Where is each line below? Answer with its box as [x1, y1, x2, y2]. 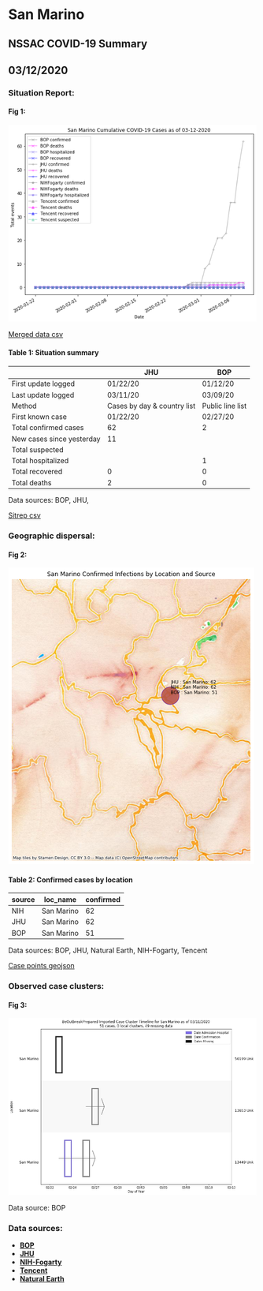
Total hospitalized [11, 456, 69, 465]
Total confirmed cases [11, 423, 84, 432]
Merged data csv [8, 330, 64, 339]
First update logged [11, 379, 75, 388]
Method [11, 401, 37, 410]
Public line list [202, 401, 247, 410]
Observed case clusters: [8, 981, 105, 991]
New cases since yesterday [11, 434, 101, 443]
